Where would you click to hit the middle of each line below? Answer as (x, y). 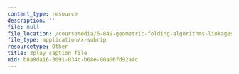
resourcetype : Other (38, 47)
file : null (23, 27)
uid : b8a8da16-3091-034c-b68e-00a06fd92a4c (73, 60)
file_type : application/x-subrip (57, 40)
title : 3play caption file (47, 54)
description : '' (31, 20)
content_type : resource (43, 14)
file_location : (30, 33)
